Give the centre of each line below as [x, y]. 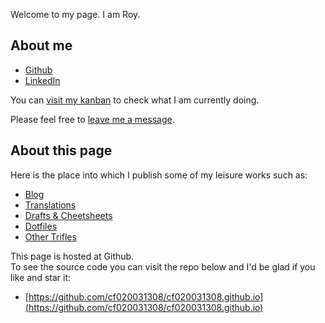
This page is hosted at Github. [72, 256]
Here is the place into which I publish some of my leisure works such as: [159, 175]
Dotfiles [41, 226]
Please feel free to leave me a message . [92, 119]
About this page [61, 150]
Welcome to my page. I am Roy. [75, 14]
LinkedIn [42, 80]
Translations [50, 205]
